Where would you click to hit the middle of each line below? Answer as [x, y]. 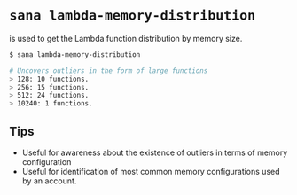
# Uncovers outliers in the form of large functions [109, 70]
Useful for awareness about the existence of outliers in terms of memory [155, 152]
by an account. [49, 181]
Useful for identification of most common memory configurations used [151, 172]
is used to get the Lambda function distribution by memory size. [126, 38]
